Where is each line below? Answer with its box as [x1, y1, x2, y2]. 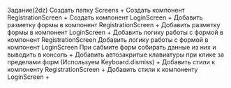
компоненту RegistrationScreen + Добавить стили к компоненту [7, 66, 198, 73]
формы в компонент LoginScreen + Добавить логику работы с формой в [7, 28, 224, 36]
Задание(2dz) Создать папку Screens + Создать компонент [7, 6, 185, 14]
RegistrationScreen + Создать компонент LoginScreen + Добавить [7, 13, 204, 22]
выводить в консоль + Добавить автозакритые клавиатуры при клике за [7, 50, 225, 59]
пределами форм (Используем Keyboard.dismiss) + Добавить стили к [7, 58, 215, 66]
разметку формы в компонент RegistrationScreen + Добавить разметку [7, 21, 221, 29]
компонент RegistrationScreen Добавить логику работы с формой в [7, 36, 209, 44]
